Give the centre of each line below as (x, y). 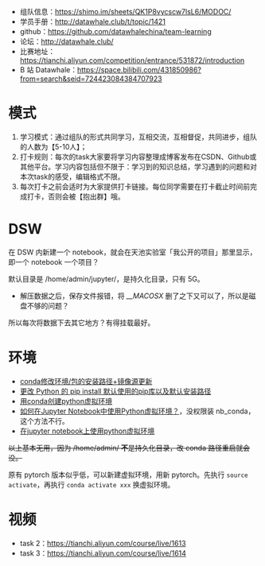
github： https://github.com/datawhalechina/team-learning (116, 31)
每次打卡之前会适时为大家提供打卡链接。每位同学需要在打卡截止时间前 (135, 186)
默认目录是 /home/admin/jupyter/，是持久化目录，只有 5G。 (106, 279)
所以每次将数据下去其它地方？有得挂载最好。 (82, 322)
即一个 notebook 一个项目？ (54, 262)
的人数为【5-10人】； (53, 146)
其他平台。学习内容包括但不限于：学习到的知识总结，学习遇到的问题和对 (138, 166)
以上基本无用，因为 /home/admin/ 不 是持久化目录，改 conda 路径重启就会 (129, 448)
